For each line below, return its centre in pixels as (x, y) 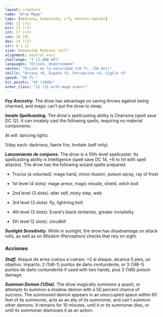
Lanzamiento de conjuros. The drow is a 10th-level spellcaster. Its (72, 154)
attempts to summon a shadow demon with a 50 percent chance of (72, 289)
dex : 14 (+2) (18, 42)
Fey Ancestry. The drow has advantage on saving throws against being (77, 101)
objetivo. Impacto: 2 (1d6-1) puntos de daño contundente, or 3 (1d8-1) (75, 264)
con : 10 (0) (17, 37)
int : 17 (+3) (18, 32)
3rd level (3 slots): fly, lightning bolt (47, 202)
